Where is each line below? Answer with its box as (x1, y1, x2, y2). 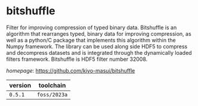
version (9, 81, 32, 89)
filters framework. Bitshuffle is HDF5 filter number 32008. (6, 55, 148, 63)
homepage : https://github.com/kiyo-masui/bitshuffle (6, 67, 135, 74)
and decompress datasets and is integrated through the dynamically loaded (6, 49, 192, 56)
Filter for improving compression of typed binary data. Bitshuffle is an (6, 24, 177, 31)
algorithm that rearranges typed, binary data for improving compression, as (6, 30, 192, 37)
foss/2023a (36, 91, 68, 98)
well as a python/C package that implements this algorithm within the (6, 36, 176, 43)
